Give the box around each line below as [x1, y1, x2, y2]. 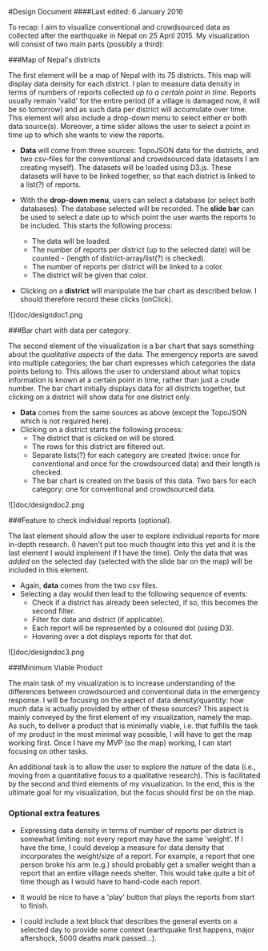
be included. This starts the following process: [19, 221, 173, 230]
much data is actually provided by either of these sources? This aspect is [8, 704, 250, 713]
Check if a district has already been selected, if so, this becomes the [31, 597, 258, 607]
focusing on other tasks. [8, 747, 89, 756]
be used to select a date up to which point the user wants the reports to [19, 212, 256, 221]
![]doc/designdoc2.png [8, 500, 85, 509]
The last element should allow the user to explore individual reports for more [8, 531, 260, 540]
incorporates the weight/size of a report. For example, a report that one [19, 852, 255, 861]
